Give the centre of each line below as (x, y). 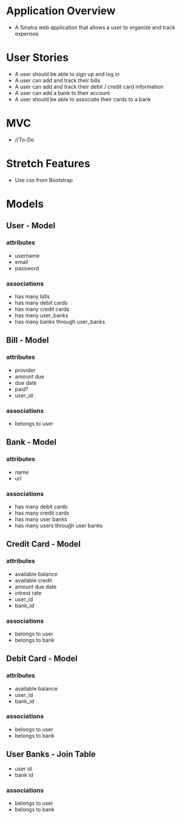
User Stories (37, 58)
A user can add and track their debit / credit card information (89, 87)
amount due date (36, 587)
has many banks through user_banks (60, 321)
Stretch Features (48, 164)
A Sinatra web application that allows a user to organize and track (95, 27)
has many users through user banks (59, 525)
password (27, 268)
